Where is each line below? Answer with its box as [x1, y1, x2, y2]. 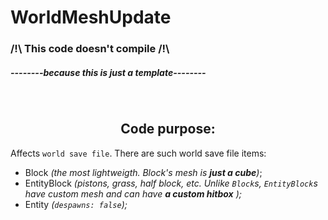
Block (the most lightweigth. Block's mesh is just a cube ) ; [24, 166, 263, 178]
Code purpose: [120, 121, 216, 138]
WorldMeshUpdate [10, 6, 172, 29]
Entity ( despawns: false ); [24, 198, 128, 210]
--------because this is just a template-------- [10, 66, 207, 78]
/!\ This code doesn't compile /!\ [10, 42, 170, 56]
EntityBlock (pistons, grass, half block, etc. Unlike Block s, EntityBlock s [24, 177, 318, 189]
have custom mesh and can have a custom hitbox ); [24, 187, 242, 200]
